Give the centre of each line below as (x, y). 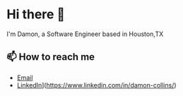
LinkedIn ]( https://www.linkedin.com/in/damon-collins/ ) (97, 85)
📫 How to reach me (51, 57)
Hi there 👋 (36, 14)
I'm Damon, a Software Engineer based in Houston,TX (85, 34)
